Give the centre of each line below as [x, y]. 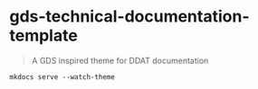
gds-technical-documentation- [129, 17]
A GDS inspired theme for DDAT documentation [120, 60]
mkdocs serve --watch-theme [62, 77]
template [44, 36]
